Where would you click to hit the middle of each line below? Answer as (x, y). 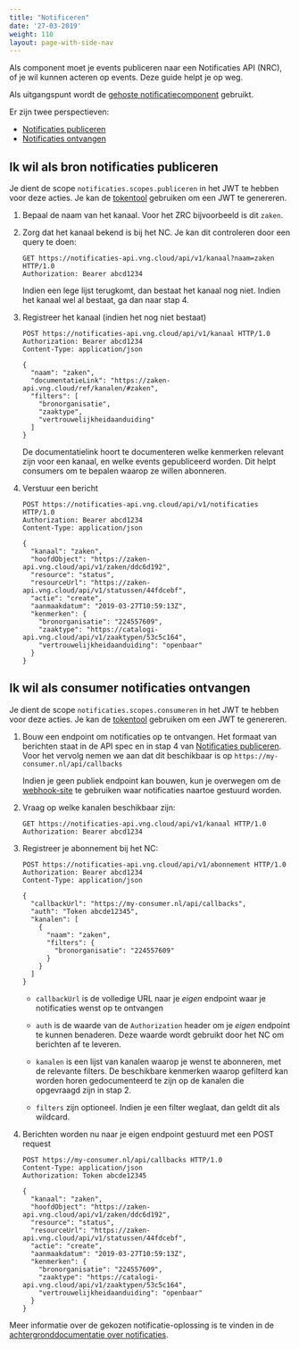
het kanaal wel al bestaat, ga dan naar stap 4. (105, 300)
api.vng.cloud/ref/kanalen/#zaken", (90, 389)
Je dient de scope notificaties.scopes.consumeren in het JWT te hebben (144, 709)
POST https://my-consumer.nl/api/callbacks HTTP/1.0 (122, 1160)
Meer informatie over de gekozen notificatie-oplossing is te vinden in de (142, 1325)
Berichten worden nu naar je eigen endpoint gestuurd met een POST (148, 1134)
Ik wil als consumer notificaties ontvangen (130, 688)
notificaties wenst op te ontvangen (99, 1008)
